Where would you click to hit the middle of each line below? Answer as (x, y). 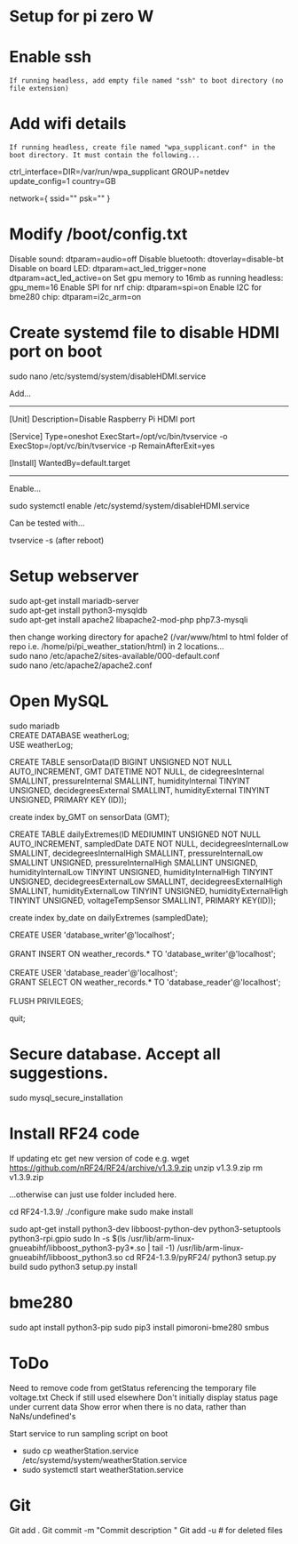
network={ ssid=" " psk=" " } (60, 198)
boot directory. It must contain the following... (105, 156)
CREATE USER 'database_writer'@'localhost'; (92, 935)
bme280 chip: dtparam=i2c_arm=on (75, 297)
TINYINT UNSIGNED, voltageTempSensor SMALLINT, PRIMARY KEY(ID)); (143, 900)
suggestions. (59, 1073)
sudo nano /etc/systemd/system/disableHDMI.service (108, 376)
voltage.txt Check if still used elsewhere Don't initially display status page (144, 1397)
